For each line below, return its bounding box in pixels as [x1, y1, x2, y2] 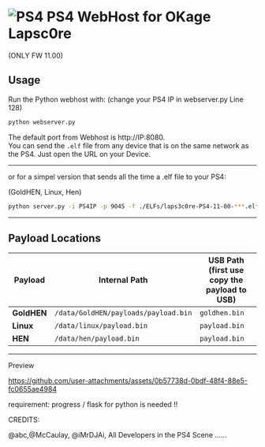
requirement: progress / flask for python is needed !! [8, 400, 178, 409]
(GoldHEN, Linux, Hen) [8, 187, 82, 196]
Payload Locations [8, 231, 101, 244]
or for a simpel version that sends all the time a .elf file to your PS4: [8, 172, 226, 181]
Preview [8, 361, 35, 371]
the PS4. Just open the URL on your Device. [8, 149, 151, 158]
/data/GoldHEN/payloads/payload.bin [54, 308, 192, 318]
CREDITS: [8, 415, 40, 425]
